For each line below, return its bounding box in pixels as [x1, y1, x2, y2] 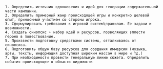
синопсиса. [5, 42, 27, 47]
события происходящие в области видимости [5, 59, 93, 64]
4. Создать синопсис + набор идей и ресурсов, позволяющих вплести [5, 30, 145, 35]
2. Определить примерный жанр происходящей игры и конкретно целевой [5, 13, 150, 18]
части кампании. [5, 9, 38, 14]
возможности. [5, 26, 32, 30]
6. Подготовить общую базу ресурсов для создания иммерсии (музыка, [5, 47, 147, 52]
